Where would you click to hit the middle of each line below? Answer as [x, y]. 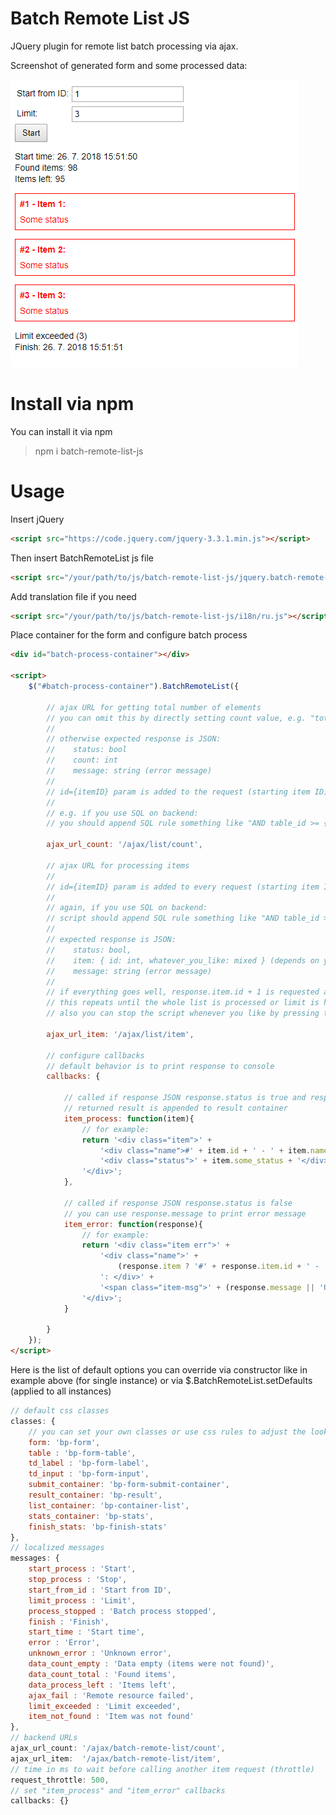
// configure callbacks [95, 1055]
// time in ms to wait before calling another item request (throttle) [162, 1769]
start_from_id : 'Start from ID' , [100, 1590]
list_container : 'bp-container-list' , [109, 1505]
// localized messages [57, 1548]
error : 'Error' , [64, 1643]
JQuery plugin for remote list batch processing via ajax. [124, 46]
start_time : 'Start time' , [86, 1632]
